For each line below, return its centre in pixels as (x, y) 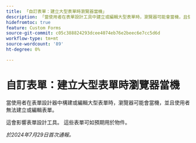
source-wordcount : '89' (35, 44)
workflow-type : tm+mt (32, 39)
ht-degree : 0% (23, 50)
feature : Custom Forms (34, 28)
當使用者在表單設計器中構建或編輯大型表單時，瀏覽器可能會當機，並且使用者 (98, 102)
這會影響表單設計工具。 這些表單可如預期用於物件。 (68, 122)
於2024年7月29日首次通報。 (40, 134)
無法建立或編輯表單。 (32, 110)
